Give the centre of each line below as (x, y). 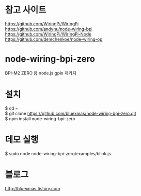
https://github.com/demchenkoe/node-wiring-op (54, 39)
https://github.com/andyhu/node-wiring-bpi (49, 29)
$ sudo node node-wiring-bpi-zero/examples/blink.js (58, 153)
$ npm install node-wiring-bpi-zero (40, 118)
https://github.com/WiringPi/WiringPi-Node (48, 34)
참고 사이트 (26, 10)
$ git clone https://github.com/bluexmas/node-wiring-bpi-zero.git (71, 113)
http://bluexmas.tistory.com (33, 188)
